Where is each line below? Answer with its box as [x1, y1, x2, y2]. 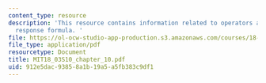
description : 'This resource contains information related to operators [8, 19, 253, 27]
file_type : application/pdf [8, 41, 101, 49]
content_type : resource [8, 11, 87, 20]
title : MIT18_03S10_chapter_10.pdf [8, 56, 126, 64]
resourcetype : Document [8, 48, 87, 56]
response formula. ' [15, 26, 83, 34]
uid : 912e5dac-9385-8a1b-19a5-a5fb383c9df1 [8, 63, 154, 71]
